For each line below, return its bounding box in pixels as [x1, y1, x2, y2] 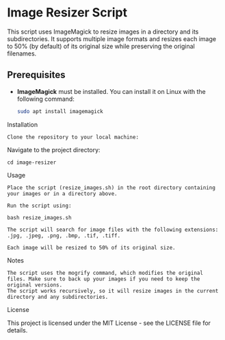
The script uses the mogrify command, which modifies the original [7, 269, 204, 276]
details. [7, 326, 28, 334]
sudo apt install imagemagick [16, 108, 104, 114]
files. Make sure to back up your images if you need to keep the [7, 276, 200, 282]
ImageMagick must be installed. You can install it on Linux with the [16, 87, 207, 95]
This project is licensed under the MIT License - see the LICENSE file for [7, 319, 211, 327]
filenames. [7, 49, 37, 58]
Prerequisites [7, 69, 66, 81]
